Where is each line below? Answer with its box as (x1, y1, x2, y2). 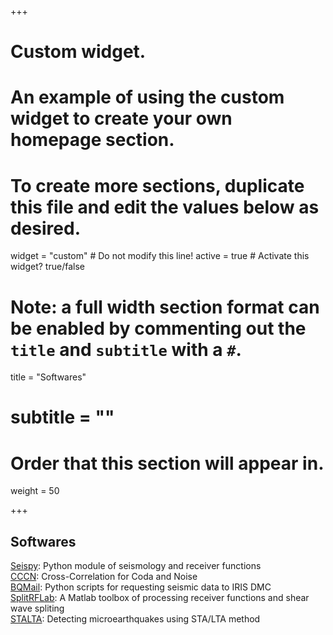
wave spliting (10, 602, 65, 615)
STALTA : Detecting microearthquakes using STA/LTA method (10, 613, 261, 625)
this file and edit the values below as (10, 196, 320, 218)
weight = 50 (10, 485, 60, 497)
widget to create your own (10, 107, 233, 130)
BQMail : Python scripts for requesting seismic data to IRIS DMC (10, 581, 272, 593)
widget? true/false (10, 261, 85, 273)
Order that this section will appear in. (10, 452, 325, 475)
